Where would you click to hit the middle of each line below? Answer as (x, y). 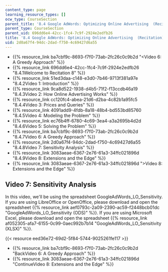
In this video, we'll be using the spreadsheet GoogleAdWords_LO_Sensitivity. (84, 197)
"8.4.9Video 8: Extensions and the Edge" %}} (59, 158)
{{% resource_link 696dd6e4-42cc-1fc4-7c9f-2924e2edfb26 (76, 67)
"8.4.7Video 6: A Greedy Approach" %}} (54, 137)
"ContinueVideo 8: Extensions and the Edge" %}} (63, 264)
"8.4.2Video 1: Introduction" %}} (45, 83)
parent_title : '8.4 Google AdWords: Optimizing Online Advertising (77, 24)
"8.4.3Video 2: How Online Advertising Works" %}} (65, 94)
